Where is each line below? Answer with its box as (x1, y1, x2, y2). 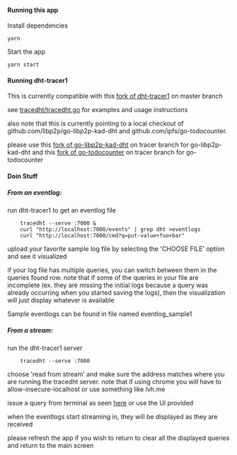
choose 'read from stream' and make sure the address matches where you (7, 369, 225, 378)
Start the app (7, 47, 46, 56)
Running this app (7, 6, 59, 14)
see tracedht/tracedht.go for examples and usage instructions (7, 106, 188, 114)
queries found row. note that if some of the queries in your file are (7, 273, 200, 281)
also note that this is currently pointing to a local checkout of (7, 119, 184, 128)
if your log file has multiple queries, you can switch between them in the (7, 266, 217, 274)
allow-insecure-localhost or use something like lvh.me (7, 385, 166, 393)
